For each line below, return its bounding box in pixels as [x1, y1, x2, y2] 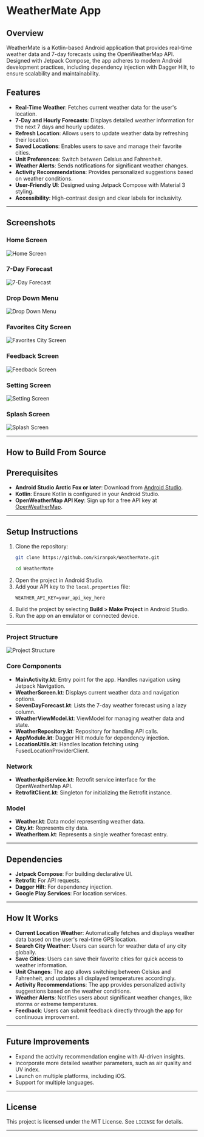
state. [15, 721, 30, 728]
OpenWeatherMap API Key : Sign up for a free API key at [15, 497, 157, 504]
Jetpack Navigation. [15, 682, 66, 690]
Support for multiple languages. [15, 1079, 95, 1086]
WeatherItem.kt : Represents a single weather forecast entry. [15, 831, 168, 838]
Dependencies [6, 854, 63, 864]
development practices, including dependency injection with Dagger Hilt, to [6, 63, 195, 71]
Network [6, 762, 33, 771]
